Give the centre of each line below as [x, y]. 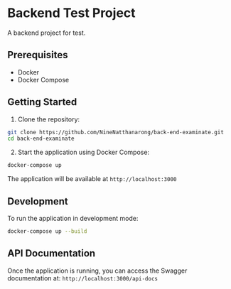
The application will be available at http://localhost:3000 [92, 179]
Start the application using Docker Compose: [84, 152]
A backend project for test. [47, 33]
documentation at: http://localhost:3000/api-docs [83, 278]
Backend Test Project [72, 13]
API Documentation [52, 253]
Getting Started [42, 102]
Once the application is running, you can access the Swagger [97, 271]
